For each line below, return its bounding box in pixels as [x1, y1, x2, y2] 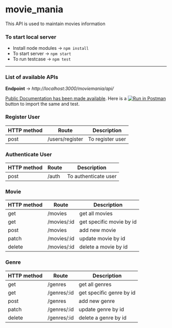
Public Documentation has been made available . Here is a [5, 95, 127, 101]
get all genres [78, 281, 112, 288]
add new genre [78, 297, 115, 304]
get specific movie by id [79, 218, 137, 225]
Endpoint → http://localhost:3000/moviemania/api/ [5, 85, 114, 91]
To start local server [5, 33, 56, 41]
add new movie [79, 227, 116, 234]
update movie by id [79, 235, 125, 242]
